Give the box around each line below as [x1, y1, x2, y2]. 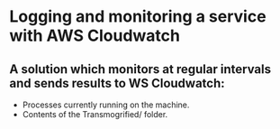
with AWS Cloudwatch [9, 25, 180, 46]
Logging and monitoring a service [9, 6, 267, 27]
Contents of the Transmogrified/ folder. [22, 109, 168, 119]
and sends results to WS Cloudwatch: [9, 75, 225, 91]
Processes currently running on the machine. [22, 99, 190, 110]
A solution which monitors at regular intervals [9, 61, 272, 77]
